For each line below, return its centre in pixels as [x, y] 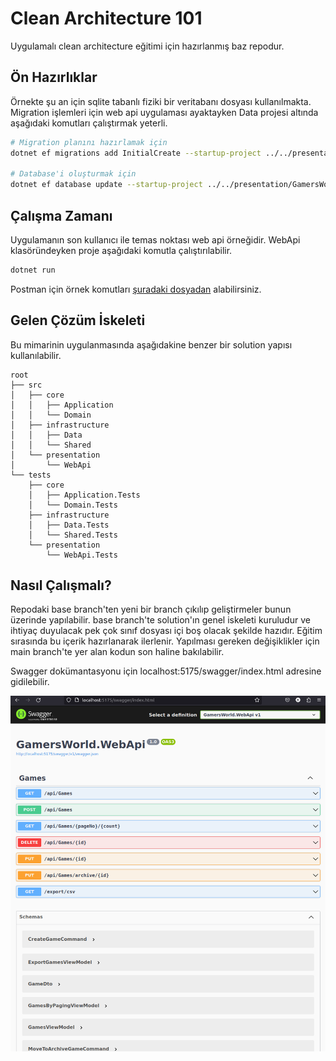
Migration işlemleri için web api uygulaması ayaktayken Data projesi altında [164, 112]
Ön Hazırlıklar [54, 77]
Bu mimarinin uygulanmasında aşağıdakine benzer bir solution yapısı [151, 344]
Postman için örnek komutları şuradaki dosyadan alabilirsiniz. [136, 289]
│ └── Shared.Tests [73, 535]
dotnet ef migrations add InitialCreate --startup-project [136, 153]
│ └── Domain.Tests [73, 505]
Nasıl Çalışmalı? [61, 585]
